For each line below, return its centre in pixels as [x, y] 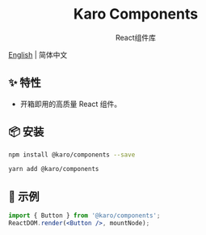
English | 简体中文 [38, 54]
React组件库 [136, 37]
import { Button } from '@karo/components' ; [84, 216]
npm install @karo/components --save [72, 155]
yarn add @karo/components [54, 169]
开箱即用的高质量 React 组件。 [71, 104]
